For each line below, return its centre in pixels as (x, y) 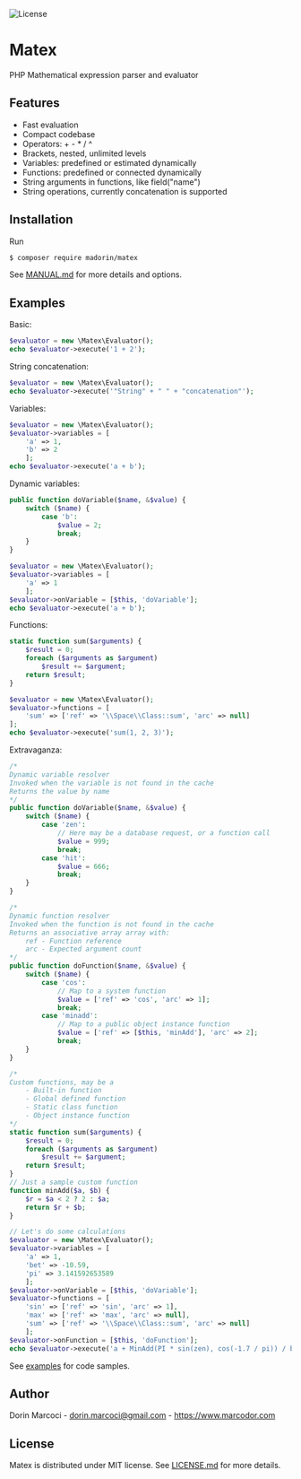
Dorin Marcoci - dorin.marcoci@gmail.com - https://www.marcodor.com (142, 1415)
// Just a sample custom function (74, 1182)
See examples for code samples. (69, 1366)
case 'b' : (60, 517)
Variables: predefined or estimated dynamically (109, 162)
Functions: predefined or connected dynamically (112, 172)
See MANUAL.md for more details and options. (95, 274)
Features (34, 103)
